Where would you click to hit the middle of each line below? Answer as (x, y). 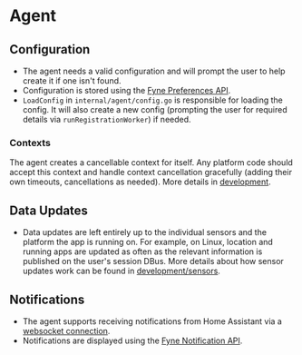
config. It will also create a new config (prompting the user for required (155, 109)
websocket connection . (66, 330)
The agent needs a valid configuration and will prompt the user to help (154, 71)
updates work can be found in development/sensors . (121, 271)
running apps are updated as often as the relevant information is (142, 251)
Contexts (30, 143)
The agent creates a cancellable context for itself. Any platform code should (151, 163)
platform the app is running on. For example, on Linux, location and (148, 242)
